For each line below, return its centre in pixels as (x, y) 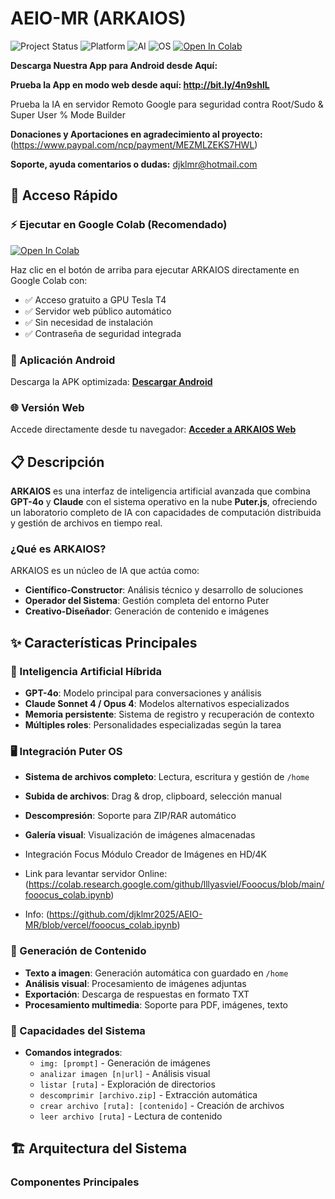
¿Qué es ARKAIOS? (58, 549)
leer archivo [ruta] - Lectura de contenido (131, 1116)
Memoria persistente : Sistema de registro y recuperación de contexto (169, 714)
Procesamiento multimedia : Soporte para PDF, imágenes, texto (156, 1004)
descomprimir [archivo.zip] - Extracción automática (148, 1094)
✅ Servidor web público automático (98, 311)
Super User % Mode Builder (68, 114)
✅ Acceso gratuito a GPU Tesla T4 (95, 299)
